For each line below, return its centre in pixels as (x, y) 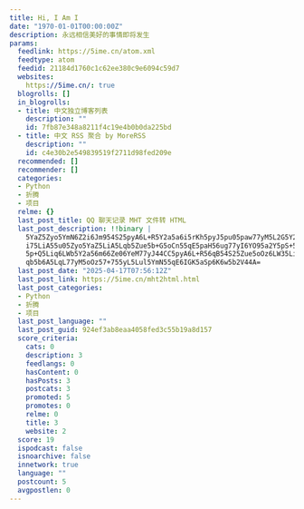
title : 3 (42, 423)
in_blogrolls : (44, 102)
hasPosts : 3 (48, 381)
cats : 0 (40, 347)
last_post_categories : (60, 288)
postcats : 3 (48, 389)
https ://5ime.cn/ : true (71, 85)
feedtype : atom (46, 60)
